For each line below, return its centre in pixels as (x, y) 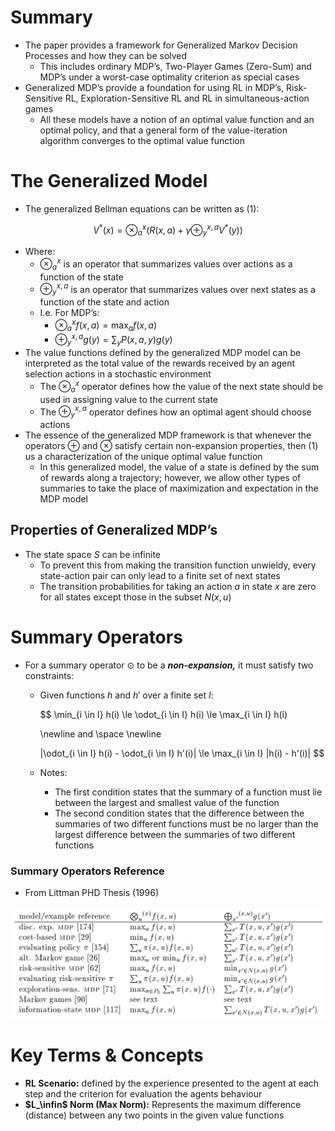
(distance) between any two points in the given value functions (154, 1115)
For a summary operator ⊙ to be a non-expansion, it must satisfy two (169, 665)
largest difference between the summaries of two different (175, 834)
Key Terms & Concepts (107, 1055)
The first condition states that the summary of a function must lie (188, 792)
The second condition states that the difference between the (179, 813)
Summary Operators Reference (87, 871)
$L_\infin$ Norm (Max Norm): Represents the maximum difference (163, 1105)
